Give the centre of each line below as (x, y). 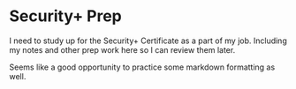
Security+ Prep (65, 16)
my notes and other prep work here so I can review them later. (122, 49)
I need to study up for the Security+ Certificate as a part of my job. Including (148, 41)
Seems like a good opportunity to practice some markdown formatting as (142, 67)
